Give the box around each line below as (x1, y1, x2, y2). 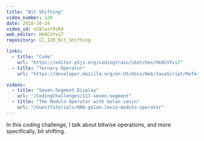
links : (6, 48, 23, 55)
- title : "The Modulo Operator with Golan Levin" (12, 98, 140, 105)
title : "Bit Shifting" (6, 9, 64, 15)
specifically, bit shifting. (6, 127, 66, 134)
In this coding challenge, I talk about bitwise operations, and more (6, 121, 171, 128)
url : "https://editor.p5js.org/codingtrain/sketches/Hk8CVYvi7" (17, 59, 183, 66)
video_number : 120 (6, 15, 53, 21)
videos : (6, 81, 26, 88)
